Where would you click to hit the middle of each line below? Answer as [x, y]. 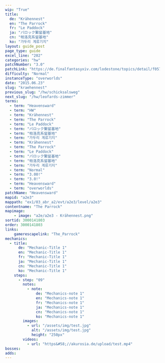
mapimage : [15, 211]
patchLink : [16, 69]
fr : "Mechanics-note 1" [60, 303]
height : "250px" [48, 335]
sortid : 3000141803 [25, 220]
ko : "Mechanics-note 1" [60, 316]
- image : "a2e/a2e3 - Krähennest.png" [54, 216]
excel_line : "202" [24, 55]
